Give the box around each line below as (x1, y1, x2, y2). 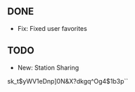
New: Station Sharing (17, 63, 79, 72)
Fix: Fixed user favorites (17, 24, 88, 32)
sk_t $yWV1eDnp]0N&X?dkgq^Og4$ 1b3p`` (7, 77, 129, 85)
